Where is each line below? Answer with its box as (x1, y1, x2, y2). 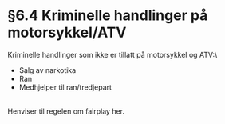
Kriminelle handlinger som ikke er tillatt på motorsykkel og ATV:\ (7, 50, 218, 59)
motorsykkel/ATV (7, 23, 127, 42)
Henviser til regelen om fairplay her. (7, 106, 125, 116)
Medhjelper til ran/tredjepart (18, 82, 112, 92)
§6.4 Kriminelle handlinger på (7, 6, 208, 25)
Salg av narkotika (18, 65, 77, 74)
